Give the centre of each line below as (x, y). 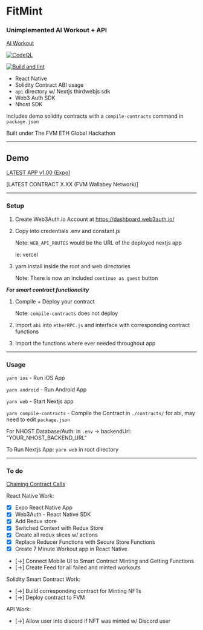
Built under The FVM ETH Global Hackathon (61, 133)
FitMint (24, 11)
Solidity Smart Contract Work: (43, 579)
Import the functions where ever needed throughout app (85, 343)
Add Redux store (36, 521)
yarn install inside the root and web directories (73, 266)
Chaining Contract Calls (36, 484)
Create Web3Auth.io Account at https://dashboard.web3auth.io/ (95, 219)
